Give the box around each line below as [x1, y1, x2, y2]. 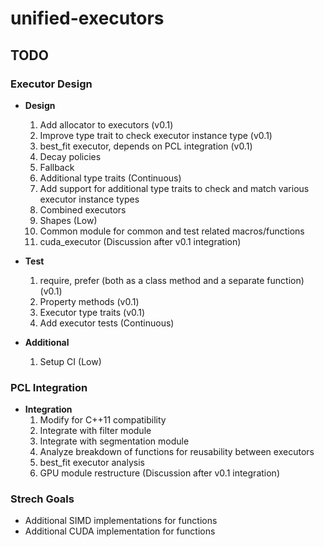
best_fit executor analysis [39, 457, 145, 469]
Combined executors [39, 203, 127, 216]
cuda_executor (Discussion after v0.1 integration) [39, 235, 242, 247]
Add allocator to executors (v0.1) [39, 118, 174, 131]
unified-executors [10, 7, 165, 30]
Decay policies [39, 150, 102, 162]
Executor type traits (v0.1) [39, 306, 146, 318]
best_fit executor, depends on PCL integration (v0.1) [39, 140, 253, 152]
